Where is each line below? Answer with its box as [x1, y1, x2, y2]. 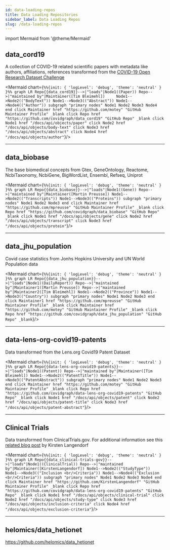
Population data [5, 261, 38, 267]
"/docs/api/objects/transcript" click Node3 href [5, 218, 112, 223]
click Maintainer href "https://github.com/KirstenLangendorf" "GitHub [5, 480, 159, 485]
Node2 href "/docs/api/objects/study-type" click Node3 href [5, 497, 137, 502]
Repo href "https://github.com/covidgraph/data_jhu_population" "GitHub [5, 311, 162, 317]
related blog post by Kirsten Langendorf [5, 442, 89, 448]
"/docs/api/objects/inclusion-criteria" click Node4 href [5, 502, 130, 507]
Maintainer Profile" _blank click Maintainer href [5, 302, 114, 308]
